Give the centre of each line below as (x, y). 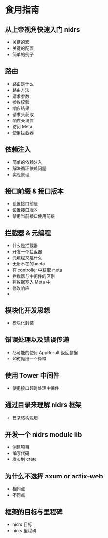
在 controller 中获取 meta (37, 270)
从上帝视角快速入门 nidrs (43, 30)
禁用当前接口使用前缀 (33, 216)
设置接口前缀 (25, 204)
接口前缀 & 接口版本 (35, 191)
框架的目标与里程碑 (34, 512)
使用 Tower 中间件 (32, 375)
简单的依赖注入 (27, 162)
